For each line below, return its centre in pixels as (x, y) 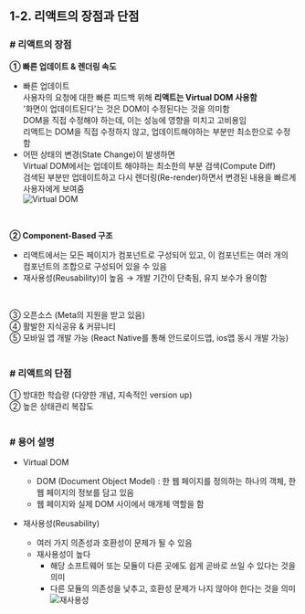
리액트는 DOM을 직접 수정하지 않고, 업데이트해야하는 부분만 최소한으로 (148, 132)
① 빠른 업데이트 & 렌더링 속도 (63, 66)
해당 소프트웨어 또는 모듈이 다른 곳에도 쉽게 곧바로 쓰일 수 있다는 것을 (173, 566)
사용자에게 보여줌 (53, 188)
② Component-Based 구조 (61, 235)
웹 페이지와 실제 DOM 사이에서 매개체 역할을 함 (120, 504)
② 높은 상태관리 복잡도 (52, 406)
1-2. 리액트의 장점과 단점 (74, 16)
